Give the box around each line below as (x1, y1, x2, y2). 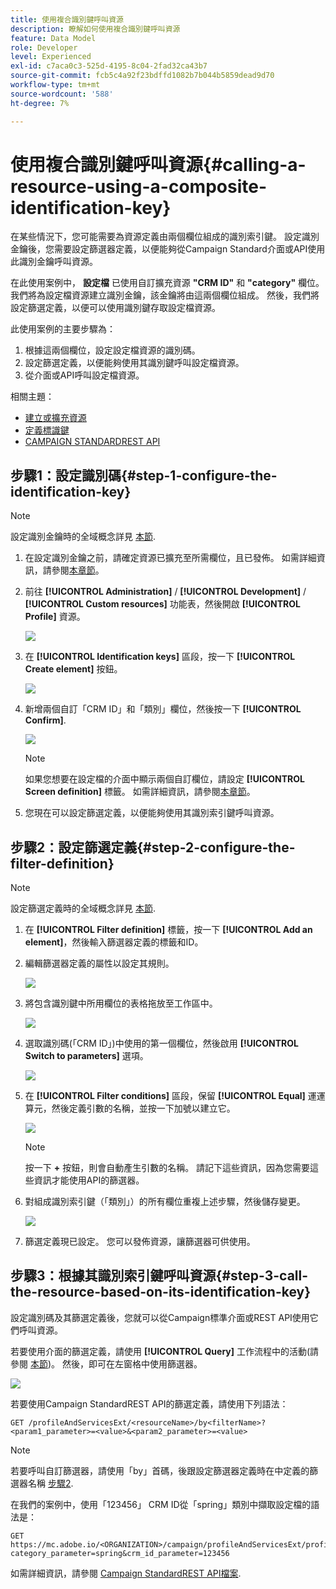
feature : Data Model (10, 33, 97, 43)
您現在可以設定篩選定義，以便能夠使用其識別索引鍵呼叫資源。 (24, 807, 280, 819)
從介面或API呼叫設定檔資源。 (24, 369, 145, 381)
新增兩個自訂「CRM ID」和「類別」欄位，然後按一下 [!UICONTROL (24, 703, 302, 715)
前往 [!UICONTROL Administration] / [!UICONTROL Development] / (24, 586, 307, 598)
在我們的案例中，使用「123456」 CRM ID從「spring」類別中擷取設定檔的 (10, 1498, 312, 1510)
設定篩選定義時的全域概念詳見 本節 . (10, 902, 156, 915)
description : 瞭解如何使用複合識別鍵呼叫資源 (10, 24, 181, 34)
